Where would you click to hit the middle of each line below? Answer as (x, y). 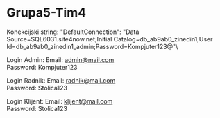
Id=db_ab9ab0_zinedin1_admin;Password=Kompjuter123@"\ (92, 46)
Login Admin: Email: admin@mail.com (60, 59)
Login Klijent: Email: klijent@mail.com (60, 101)
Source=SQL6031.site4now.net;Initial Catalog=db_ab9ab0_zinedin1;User (110, 39)
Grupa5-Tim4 (46, 13)
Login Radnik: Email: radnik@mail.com (61, 80)
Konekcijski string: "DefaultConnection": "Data (73, 32)
